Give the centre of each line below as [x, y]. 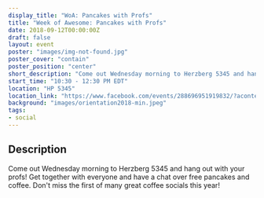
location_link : [33, 96]
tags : [17, 111]
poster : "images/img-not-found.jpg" [68, 52]
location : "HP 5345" [42, 88]
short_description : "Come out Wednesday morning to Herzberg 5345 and [126, 74]
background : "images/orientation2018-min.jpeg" [88, 103]
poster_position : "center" [52, 67]
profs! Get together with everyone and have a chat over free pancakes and [129, 177]
